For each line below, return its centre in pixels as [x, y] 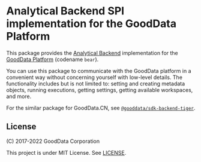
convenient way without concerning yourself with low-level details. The [94, 77]
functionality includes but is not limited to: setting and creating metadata [96, 83]
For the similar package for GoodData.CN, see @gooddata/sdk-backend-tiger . [101, 108]
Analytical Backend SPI [65, 11]
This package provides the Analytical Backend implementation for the [92, 53]
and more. [19, 96]
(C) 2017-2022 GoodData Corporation [53, 141]
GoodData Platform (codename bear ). [52, 59]
